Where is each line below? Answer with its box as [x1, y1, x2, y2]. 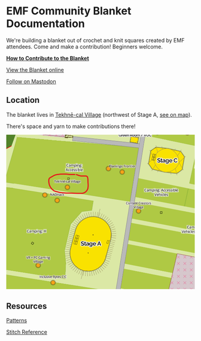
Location [6, 95, 40, 105]
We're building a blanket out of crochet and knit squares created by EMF [6, 36, 185, 44]
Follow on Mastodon [6, 78, 56, 85]
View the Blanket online [6, 66, 64, 73]
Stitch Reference [6, 328, 48, 336]
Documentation [6, 17, 86, 31]
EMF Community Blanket [6, 4, 132, 18]
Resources [6, 301, 47, 311]
